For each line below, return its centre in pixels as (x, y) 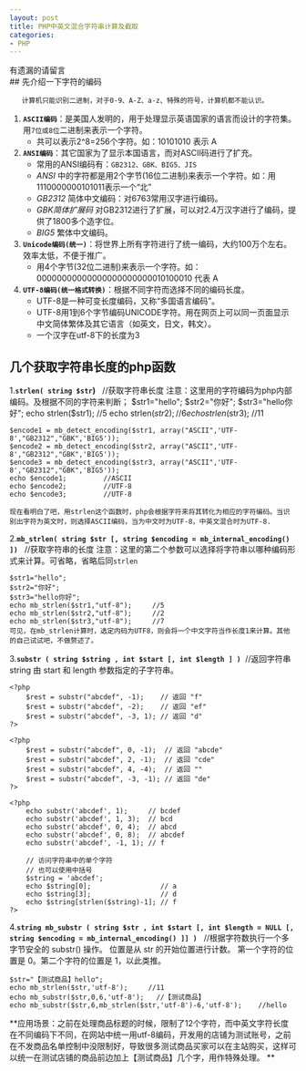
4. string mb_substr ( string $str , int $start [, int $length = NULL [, (152, 927)
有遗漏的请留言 (37, 70)
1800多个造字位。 (86, 221)
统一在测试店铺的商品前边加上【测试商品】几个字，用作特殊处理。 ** (146, 1057)
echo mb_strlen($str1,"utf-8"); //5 (87, 606)
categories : (32, 35)
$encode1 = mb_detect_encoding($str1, (83, 431)
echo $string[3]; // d (102, 894)
